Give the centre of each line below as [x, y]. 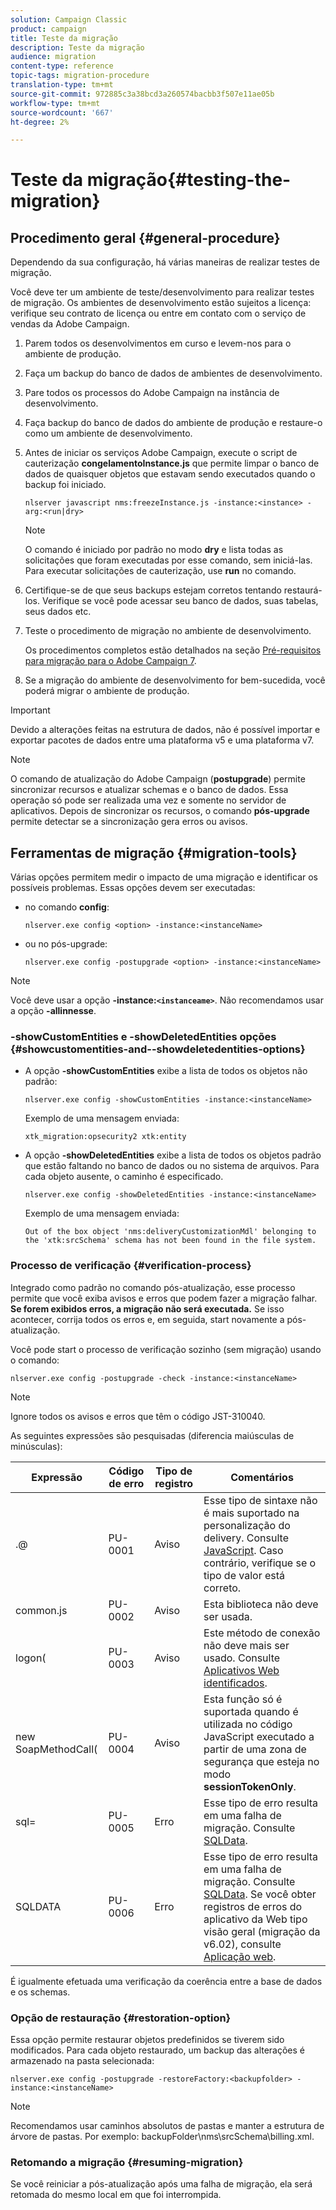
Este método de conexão [262, 1633]
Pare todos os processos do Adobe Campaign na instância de [152, 393]
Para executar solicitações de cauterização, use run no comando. [160, 571]
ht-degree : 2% [40, 122]
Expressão [57, 1477]
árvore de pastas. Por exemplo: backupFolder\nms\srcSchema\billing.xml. [162, 2136]
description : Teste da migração [77, 47]
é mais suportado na [251, 1513]
